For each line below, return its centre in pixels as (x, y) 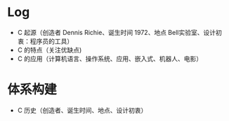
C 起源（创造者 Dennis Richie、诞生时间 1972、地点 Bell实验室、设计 (117, 32)
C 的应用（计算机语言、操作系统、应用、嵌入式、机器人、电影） (110, 58)
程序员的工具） (52, 41)
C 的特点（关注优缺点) (50, 50)
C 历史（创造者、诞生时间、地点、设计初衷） (82, 110)
